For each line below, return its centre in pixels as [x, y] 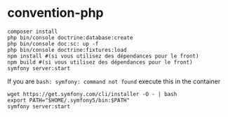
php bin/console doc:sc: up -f [53, 43]
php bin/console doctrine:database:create [70, 37]
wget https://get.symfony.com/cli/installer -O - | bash [92, 94]
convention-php [55, 13]
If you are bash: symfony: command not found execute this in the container [114, 81]
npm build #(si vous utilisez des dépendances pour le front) [100, 62]
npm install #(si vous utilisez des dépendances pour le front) [103, 56]
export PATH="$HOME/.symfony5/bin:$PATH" [69, 100]
